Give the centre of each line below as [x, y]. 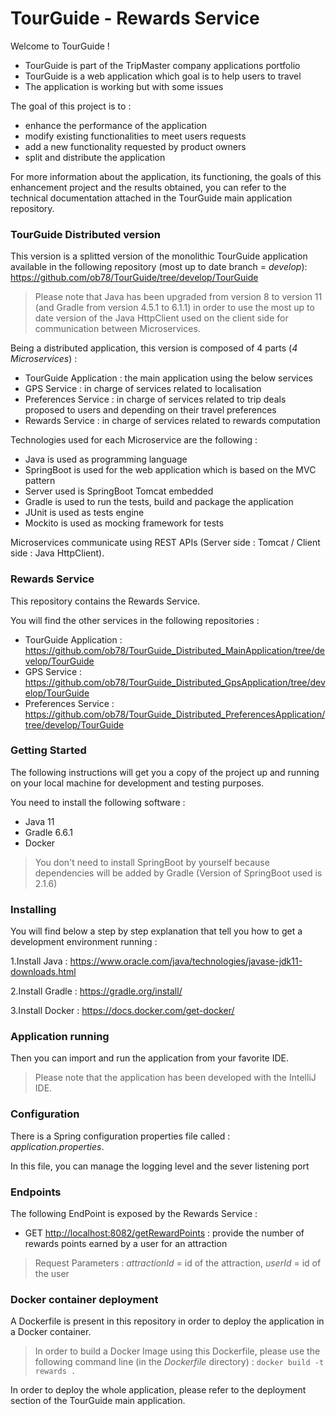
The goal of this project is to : [71, 106]
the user [52, 1274]
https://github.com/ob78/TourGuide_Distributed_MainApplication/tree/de [175, 650]
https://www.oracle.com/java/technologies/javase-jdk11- [186, 961]
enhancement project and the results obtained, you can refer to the [148, 187]
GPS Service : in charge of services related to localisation [143, 389]
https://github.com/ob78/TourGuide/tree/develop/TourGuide [134, 278]
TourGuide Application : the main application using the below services [168, 378]
